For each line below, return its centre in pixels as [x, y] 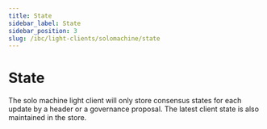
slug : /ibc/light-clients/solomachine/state [84, 38]
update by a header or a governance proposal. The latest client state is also [134, 109]
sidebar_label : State [45, 23]
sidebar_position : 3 [43, 31]
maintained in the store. [48, 118]
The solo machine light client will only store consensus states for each [125, 101]
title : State [30, 16]
